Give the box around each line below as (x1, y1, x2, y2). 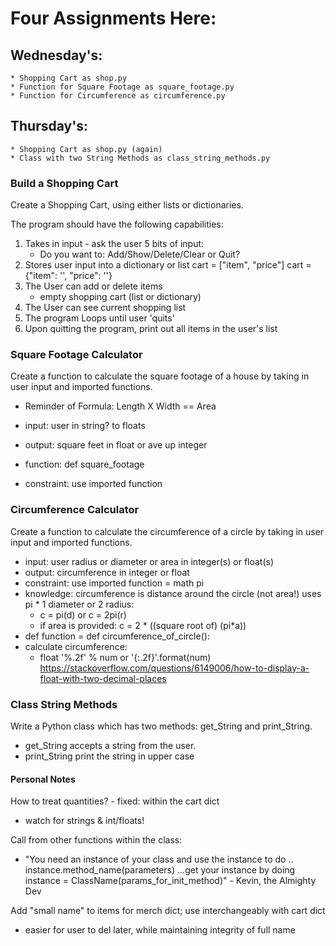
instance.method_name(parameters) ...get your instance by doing (24, 864, 296, 876)
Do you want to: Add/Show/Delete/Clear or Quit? (39, 248, 241, 261)
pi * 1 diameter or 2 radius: (24, 598, 135, 610)
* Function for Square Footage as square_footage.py (10, 82, 235, 92)
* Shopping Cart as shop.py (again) (10, 144, 163, 154)
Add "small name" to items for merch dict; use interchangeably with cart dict (10, 905, 326, 917)
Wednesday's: (10, 47, 103, 64)
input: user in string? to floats (24, 420, 146, 432)
